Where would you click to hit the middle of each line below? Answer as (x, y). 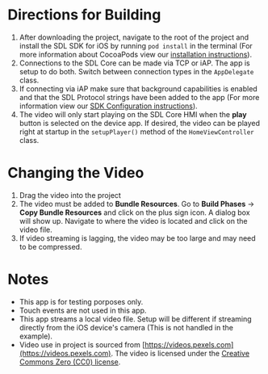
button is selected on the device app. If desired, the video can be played (139, 123)
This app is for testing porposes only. (81, 301)
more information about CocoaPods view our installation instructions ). (135, 54)
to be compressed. (50, 246)
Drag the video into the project (70, 195)
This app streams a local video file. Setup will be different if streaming (135, 319)
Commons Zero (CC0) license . (70, 362)
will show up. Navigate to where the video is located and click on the (133, 221)
